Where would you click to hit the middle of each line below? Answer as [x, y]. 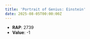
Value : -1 [21, 32]
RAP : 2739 [23, 27]
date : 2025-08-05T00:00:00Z [34, 14]
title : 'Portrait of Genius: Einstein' [45, 9]
